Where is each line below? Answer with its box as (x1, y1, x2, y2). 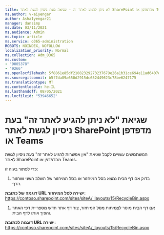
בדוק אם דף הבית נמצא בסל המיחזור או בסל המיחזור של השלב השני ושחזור (12, 175, 150, 181)
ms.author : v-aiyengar (5, 12, 51, 17)
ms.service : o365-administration (5, 39, 73, 44)
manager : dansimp (5, 21, 41, 26)
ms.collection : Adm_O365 (5, 52, 56, 58)
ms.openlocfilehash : (5, 71, 47, 76)
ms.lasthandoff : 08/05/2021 (5, 89, 62, 94)
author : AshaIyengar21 (5, 16, 51, 21)
